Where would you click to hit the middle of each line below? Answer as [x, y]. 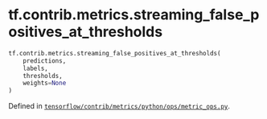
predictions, [45, 61]
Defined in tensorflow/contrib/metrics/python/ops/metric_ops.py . [119, 106]
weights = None [45, 83]
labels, [35, 68]
